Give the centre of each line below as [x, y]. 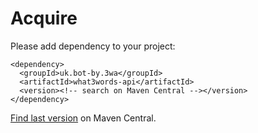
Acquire [44, 18]
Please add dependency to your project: [93, 46]
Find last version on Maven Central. [83, 118]
